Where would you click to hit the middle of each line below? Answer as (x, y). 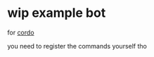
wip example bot (57, 13)
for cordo (21, 32)
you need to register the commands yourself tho (77, 46)
